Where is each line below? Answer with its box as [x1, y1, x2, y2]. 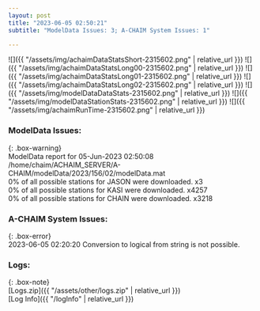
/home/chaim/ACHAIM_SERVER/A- [8, 160, 121, 169]
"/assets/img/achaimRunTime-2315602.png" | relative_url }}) [8, 105, 205, 115]
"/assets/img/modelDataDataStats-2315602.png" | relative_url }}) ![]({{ [18, 89, 248, 98]
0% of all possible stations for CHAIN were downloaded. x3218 [8, 193, 213, 203]
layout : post [8, 11, 51, 20]
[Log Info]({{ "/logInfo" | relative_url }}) [8, 294, 134, 304]
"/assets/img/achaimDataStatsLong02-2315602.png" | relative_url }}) [18, 80, 243, 89]
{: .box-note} [8, 278, 50, 287]
